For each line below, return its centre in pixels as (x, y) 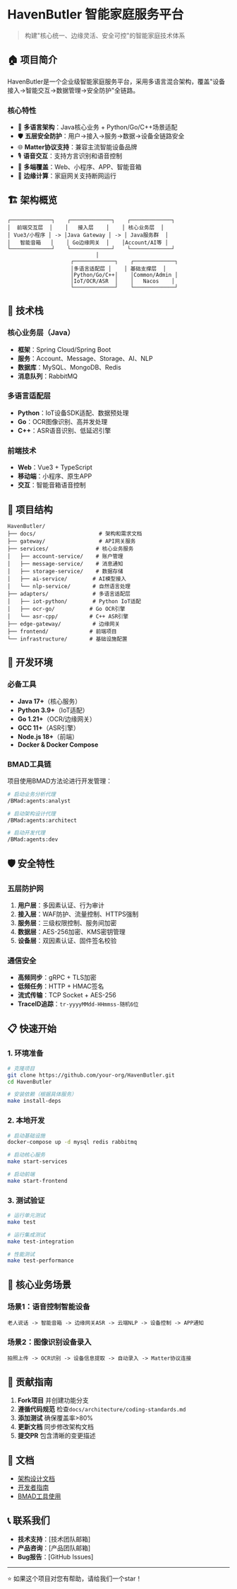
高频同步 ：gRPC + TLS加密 (57, 977)
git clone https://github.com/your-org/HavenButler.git (91, 1075)
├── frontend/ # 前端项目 (62, 631)
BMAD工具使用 (39, 1496)
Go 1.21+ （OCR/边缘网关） (57, 718)
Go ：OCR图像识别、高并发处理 (62, 421)
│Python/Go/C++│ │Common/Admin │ (124, 275)
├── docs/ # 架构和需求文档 (75, 534)
